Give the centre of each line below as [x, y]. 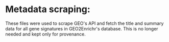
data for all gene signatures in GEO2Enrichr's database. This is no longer [82, 28]
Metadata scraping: [48, 9]
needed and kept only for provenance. [45, 34]
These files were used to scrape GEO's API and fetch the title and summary [84, 23]
